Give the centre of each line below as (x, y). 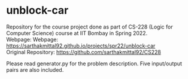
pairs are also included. (35, 69)
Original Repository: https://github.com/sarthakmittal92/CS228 (84, 52)
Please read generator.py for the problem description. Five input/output (94, 64)
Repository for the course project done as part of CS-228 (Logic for (90, 27)
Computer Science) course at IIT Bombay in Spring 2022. (77, 33)
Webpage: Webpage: (32, 39)
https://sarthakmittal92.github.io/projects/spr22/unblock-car (81, 46)
